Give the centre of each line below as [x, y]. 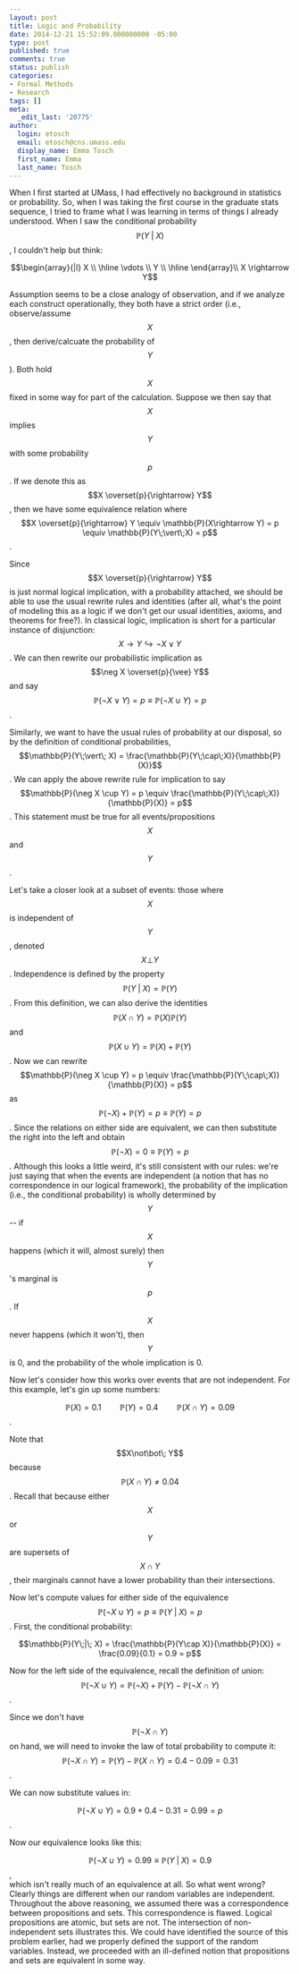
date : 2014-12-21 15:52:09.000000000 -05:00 [93, 34]
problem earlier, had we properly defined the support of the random [134, 1942]
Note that [26, 1439]
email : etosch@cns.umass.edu [71, 142]
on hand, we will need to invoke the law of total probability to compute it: [143, 1747]
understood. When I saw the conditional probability [103, 221]
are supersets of [39, 1553]
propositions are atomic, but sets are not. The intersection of [120, 1923]
